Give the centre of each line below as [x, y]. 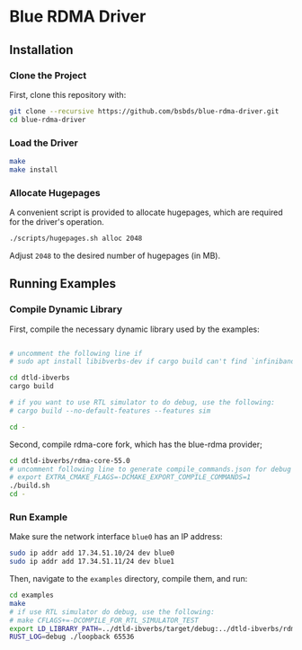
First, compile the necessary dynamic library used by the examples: [135, 329]
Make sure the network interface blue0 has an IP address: [116, 537]
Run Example [39, 517]
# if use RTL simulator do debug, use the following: [112, 612]
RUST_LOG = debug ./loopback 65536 [72, 637]
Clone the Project [48, 76]
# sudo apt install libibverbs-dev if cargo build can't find [128, 361]
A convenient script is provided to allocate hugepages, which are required [146, 212]
